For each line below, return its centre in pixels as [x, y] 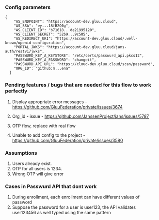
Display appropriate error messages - [49, 102]
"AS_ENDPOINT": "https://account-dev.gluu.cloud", [66, 22]
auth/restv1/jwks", [25, 52]
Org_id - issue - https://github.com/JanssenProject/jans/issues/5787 [80, 116]
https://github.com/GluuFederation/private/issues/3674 [67, 107]
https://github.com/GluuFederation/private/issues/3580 [67, 140]
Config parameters [28, 7]
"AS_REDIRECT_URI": [33, 39]
